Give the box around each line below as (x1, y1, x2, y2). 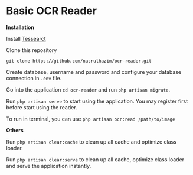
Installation (6, 24, 34, 31)
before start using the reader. (6, 103, 78, 111)
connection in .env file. (6, 74, 62, 82)
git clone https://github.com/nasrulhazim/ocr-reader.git (6, 58, 152, 64)
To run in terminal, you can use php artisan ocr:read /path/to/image (6, 115, 175, 122)
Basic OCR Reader (6, 4, 97, 18)
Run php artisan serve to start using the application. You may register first (6, 98, 188, 105)
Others (6, 127, 24, 134)
